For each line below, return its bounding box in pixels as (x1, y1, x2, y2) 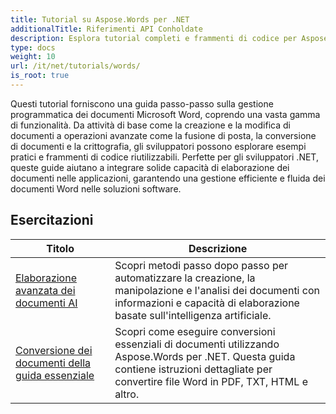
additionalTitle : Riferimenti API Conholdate (10, 24, 203, 34)
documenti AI (15, 296, 78, 310)
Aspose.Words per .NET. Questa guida (114, 349, 296, 363)
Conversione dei (15, 343, 93, 357)
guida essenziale (15, 368, 95, 382)
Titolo (46, 241, 75, 255)
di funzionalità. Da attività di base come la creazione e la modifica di (10, 119, 291, 131)
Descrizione (188, 241, 248, 255)
